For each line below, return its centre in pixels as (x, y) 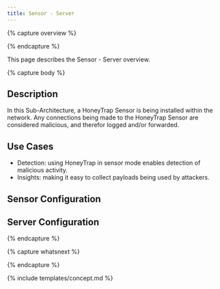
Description (32, 94)
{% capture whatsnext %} (43, 252)
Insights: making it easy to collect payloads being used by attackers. (113, 178)
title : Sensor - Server (41, 13)
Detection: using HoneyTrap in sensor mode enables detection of (109, 163)
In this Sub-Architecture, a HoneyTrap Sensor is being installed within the (110, 111)
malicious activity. (42, 170)
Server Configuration (53, 222)
